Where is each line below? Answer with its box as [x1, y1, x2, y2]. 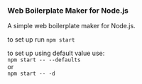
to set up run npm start [7, 35, 75, 44]
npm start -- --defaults [7, 56, 81, 64]
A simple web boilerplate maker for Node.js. [7, 22, 136, 30]
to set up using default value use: [7, 49, 105, 58]
